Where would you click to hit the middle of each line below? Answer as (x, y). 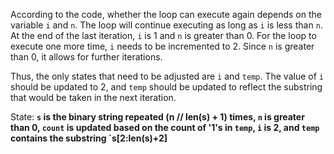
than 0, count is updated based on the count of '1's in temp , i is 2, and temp (165, 127)
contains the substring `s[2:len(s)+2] (89, 138)
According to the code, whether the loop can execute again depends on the (166, 14)
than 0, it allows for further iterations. (86, 57)
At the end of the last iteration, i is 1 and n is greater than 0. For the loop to (163, 35)
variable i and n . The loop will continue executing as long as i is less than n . (166, 25)
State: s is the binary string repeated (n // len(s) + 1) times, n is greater (157, 117)
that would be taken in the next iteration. (93, 97)
